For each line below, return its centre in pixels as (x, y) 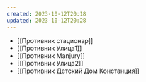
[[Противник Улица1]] (49, 48)
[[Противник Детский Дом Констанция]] (78, 71)
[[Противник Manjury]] (51, 55)
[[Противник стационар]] (55, 40)
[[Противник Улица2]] (50, 63)
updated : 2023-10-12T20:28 (46, 20)
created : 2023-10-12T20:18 (46, 14)
